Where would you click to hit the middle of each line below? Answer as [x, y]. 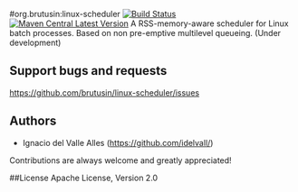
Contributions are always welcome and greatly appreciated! [121, 160]
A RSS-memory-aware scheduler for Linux [210, 23]
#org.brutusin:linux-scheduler [65, 14]
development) [35, 42]
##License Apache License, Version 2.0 [84, 178]
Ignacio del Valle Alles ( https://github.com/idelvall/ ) [118, 142]
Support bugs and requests [88, 71]
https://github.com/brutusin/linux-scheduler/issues [105, 92]
